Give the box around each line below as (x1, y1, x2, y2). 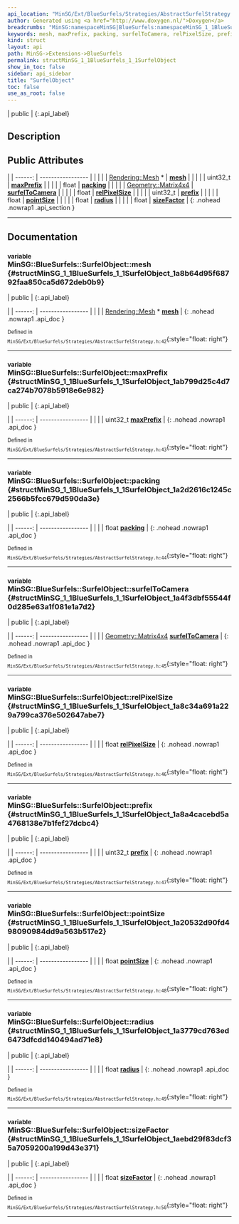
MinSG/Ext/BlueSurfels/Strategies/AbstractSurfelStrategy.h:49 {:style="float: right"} (7, 1092, 228, 1102)
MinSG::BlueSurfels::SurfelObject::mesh (7, 259, 152, 269)
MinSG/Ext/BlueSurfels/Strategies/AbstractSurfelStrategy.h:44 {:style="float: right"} (7, 551, 228, 561)
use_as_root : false (7, 90, 65, 97)
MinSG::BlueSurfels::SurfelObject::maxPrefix (7, 368, 169, 378)
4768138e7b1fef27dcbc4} (7, 819, 100, 829)
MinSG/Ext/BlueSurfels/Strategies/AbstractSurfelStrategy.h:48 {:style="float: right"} (7, 984, 228, 994)
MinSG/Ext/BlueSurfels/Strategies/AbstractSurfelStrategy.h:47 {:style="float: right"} (7, 876, 228, 886)
